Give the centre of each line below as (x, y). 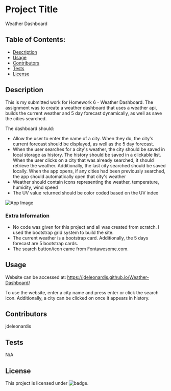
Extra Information (28, 216)
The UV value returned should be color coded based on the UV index (86, 192)
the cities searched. (26, 118)
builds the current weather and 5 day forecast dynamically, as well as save (84, 113)
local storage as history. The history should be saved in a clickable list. (87, 155)
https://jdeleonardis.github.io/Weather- (108, 277)
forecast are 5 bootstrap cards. (45, 243)
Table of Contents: (35, 40)
